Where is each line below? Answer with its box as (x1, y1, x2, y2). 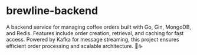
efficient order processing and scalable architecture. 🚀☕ (6, 42, 143, 49)
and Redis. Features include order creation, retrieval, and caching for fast (6, 29, 184, 36)
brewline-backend (6, 4, 98, 18)
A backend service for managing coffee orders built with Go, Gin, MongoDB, (6, 23, 192, 30)
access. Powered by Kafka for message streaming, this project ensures (6, 36, 180, 43)
